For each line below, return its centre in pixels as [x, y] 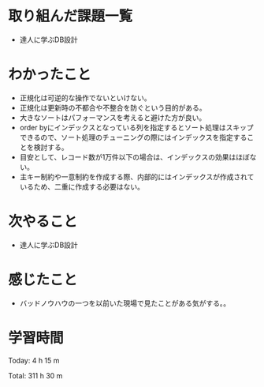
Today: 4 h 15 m [34, 360]
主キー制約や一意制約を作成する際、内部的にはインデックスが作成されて [137, 177]
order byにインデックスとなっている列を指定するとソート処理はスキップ [136, 127]
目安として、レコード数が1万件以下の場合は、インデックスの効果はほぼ [134, 157]
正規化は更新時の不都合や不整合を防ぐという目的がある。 [113, 107]
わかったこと [50, 75]
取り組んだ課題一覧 [71, 16]
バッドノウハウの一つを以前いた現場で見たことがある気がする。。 [125, 303]
